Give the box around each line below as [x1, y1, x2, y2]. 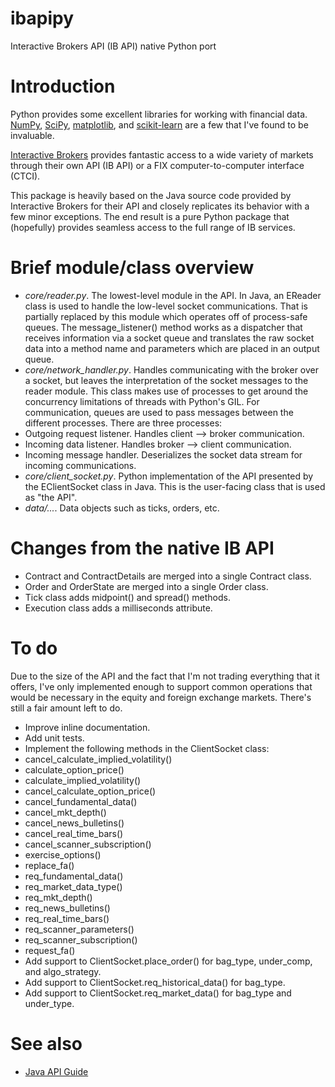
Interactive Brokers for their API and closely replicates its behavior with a [10, 200, 310, 212]
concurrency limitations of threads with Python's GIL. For [24, 395, 260, 407]
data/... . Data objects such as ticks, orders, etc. [24, 502, 220, 514]
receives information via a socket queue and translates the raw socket [24, 332, 315, 344]
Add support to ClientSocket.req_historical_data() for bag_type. [24, 976, 286, 988]
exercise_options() [24, 848, 102, 861]
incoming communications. [24, 459, 137, 471]
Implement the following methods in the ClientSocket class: [24, 742, 270, 754]
